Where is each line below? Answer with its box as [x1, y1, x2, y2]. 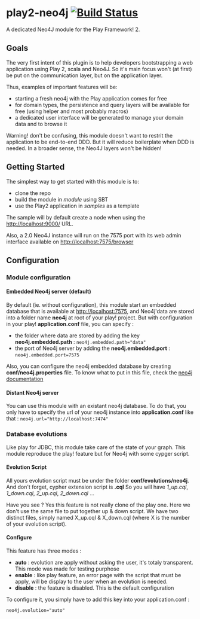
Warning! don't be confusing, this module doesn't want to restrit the [6, 132, 173, 139]
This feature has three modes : [6, 547, 82, 554]
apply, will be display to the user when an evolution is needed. [14, 578, 168, 585]
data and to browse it [14, 120, 67, 127]
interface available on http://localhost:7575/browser [6, 238, 134, 245]
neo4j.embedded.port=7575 [14, 352, 79, 358]
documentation [6, 376, 44, 383]
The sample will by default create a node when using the [6, 214, 146, 221]
